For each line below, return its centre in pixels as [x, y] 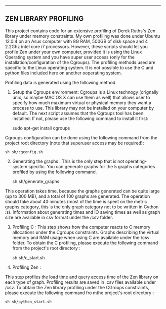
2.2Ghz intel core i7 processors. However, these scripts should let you [77, 46]
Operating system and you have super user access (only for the [70, 57]
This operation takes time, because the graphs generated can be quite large [83, 191]
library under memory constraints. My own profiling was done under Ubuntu [83, 36]
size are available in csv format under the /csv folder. [59, 217]
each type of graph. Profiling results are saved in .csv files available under [81, 282]
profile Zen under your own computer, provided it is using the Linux [74, 52]
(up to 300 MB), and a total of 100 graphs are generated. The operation [78, 196]
